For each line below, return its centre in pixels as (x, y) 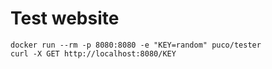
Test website (65, 18)
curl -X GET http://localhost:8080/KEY (93, 53)
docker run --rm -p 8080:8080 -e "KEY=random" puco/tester (136, 45)
